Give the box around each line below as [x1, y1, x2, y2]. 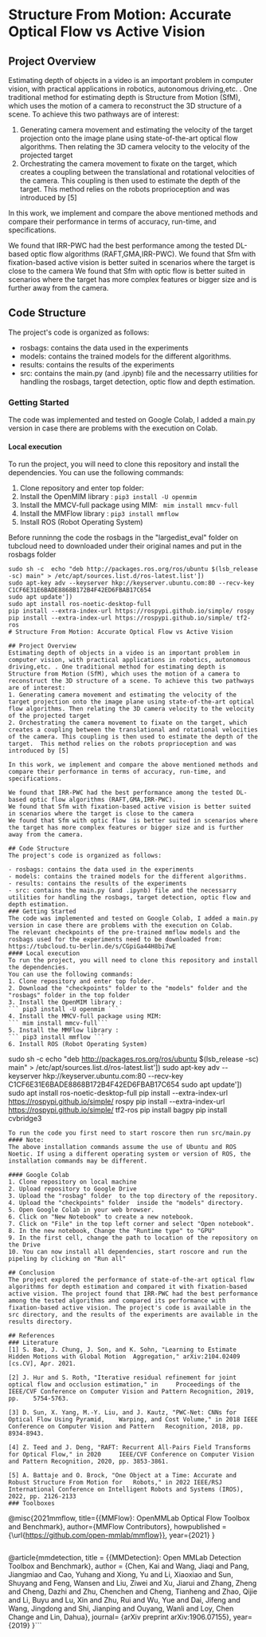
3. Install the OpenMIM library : [8, 998, 123, 1007]
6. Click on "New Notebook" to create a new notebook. [8, 1213, 194, 1221]
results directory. [8, 1318, 73, 1326]
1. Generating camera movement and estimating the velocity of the [8, 691, 237, 700]
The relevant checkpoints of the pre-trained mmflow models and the [8, 929, 241, 937]
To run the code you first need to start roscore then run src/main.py [8, 1129, 251, 1137]
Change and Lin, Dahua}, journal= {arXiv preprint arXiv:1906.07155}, [8, 1612, 232, 1622]
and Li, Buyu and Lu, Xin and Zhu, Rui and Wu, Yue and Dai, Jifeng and [8, 1595, 241, 1605]
